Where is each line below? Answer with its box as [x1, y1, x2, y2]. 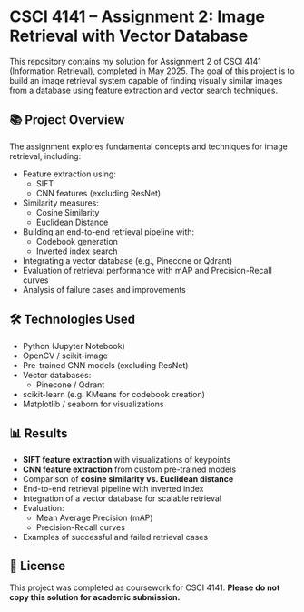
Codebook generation [35, 236, 118, 246]
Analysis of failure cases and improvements [22, 284, 186, 295]
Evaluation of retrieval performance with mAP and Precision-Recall [22, 265, 272, 276]
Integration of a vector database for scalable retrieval [22, 493, 222, 504]
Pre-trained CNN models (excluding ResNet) [22, 359, 189, 370]
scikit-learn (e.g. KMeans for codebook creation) [22, 388, 206, 399]
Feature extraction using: [22, 168, 116, 179]
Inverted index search [35, 246, 118, 256]
